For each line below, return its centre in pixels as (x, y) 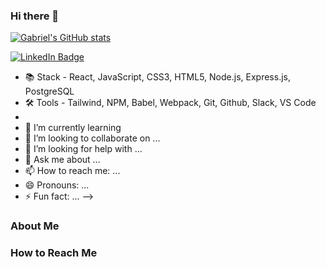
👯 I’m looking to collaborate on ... (92, 138)
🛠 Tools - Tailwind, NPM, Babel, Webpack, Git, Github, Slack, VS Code (170, 103)
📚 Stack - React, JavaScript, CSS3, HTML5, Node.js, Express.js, (157, 77)
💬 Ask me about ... (62, 160)
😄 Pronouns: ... (57, 185)
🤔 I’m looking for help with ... (83, 149)
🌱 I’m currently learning (73, 128)
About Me (35, 226)
